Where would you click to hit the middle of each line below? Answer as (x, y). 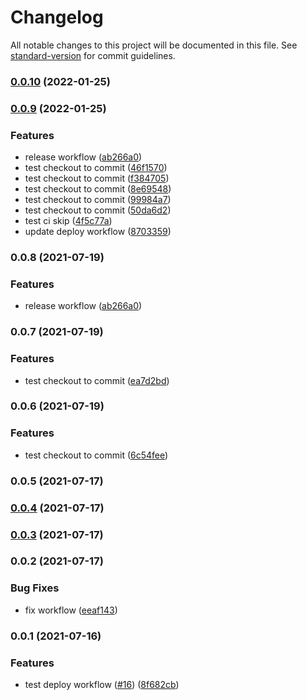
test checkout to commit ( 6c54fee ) (96, 455)
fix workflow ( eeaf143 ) (71, 610)
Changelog (57, 17)
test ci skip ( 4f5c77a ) (68, 221)
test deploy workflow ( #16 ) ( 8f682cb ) (102, 684)
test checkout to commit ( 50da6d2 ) (98, 210)
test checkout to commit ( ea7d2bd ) (97, 380)
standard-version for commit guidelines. (93, 55)
